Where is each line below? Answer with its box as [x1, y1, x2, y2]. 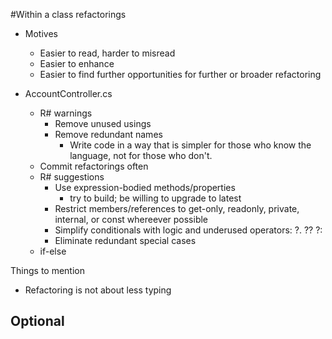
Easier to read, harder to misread [39, 47, 176, 59]
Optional [10, 313, 65, 330]
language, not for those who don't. [69, 150, 213, 161]
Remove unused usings [54, 118, 152, 129]
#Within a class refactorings [10, 9, 127, 20]
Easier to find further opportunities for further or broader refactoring [39, 69, 322, 80]
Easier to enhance [39, 58, 115, 69]
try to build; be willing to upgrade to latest [69, 192, 242, 204]
